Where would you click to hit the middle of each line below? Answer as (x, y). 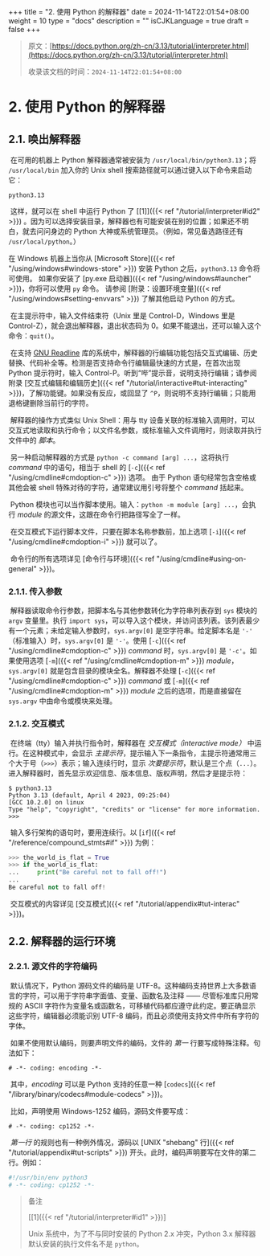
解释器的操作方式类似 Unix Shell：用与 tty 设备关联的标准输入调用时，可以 (133, 420)
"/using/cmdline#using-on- (201, 558)
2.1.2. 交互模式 (37, 724)
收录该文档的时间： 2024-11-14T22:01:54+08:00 (105, 72)
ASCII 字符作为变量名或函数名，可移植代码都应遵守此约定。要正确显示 (140, 1005)
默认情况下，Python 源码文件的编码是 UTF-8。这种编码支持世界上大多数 (130, 985)
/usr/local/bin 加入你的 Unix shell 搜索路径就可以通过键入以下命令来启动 (130, 170)
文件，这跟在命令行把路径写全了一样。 (121, 514)
